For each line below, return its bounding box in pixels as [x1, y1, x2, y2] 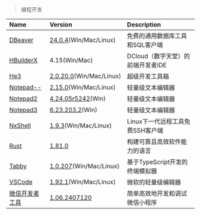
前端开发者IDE [127, 61, 167, 69]
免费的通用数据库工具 [127, 32, 187, 40]
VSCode [9, 178, 33, 186]
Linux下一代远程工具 [127, 117, 184, 126]
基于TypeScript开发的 [127, 158, 188, 166]
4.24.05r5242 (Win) [50, 94, 106, 103]
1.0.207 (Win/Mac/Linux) [50, 162, 120, 170]
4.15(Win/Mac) [50, 56, 93, 64]
